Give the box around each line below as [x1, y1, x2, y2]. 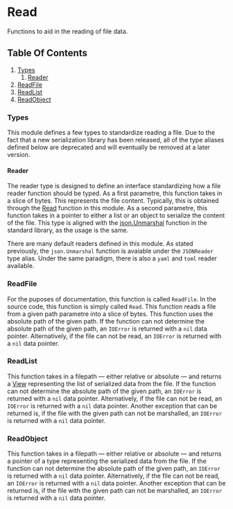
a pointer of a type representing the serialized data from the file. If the [7, 457, 207, 465]
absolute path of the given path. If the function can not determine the [7, 317, 205, 325]
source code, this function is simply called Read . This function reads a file [7, 302, 216, 310]
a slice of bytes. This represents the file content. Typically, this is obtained [7, 197, 219, 205]
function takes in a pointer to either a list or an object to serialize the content [7, 211, 225, 219]
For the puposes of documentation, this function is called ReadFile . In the [7, 294, 216, 303]
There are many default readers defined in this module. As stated [7, 240, 193, 248]
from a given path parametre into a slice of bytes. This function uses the [7, 310, 214, 318]
